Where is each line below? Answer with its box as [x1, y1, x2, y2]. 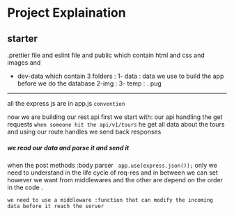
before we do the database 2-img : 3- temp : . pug [17, 79, 162, 88]
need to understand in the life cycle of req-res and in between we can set [7, 168, 218, 177]
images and [7, 58, 41, 67]
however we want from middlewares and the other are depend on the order [7, 175, 224, 184]
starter [7, 33, 38, 45]
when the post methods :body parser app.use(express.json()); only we [7, 161, 217, 169]
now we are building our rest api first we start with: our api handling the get [7, 113, 223, 121]
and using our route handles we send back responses [7, 127, 162, 136]
